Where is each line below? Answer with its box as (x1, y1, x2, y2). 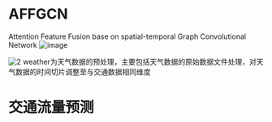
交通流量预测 (8, 99, 95, 117)
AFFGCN (8, 5, 68, 23)
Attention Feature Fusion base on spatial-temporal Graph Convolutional (8, 32, 246, 41)
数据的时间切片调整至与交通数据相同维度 (15, 66, 151, 77)
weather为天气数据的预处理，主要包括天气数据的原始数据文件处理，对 (23, 57, 257, 66)
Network (8, 40, 38, 49)
